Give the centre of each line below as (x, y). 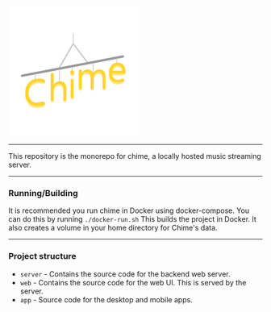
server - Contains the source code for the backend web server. (125, 274)
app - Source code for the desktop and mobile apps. (106, 299)
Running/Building (43, 193)
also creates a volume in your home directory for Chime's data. (113, 228)
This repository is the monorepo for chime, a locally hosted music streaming (135, 156)
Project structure (42, 256)
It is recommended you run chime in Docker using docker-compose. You (129, 210)
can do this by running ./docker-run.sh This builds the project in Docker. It (132, 219)
